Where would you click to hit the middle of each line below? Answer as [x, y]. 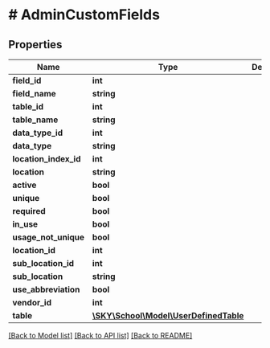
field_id [27, 80]
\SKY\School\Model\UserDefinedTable [168, 315]
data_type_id [37, 133]
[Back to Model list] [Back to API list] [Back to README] [100, 336]
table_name [35, 120]
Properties [35, 45]
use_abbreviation [46, 289]
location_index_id [47, 159]
